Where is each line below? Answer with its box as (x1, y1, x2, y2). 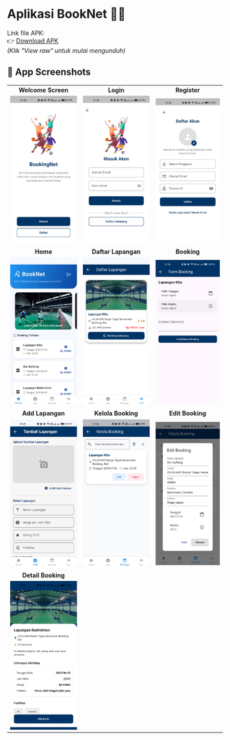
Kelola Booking (94, 409, 138, 418)
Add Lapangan (22, 409, 65, 418)
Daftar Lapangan (91, 247, 141, 256)
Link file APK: (7, 29, 45, 37)
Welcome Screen (18, 86, 68, 94)
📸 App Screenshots (7, 67, 91, 78)
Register (175, 86, 201, 94)
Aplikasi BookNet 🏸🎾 (7, 6, 126, 22)
